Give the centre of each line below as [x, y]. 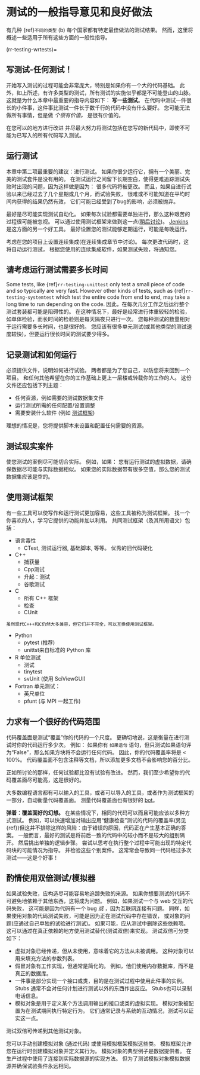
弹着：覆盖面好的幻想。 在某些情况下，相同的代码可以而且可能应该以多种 [96, 813]
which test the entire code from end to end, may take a [123, 297]
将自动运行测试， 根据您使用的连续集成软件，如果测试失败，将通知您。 [93, 249]
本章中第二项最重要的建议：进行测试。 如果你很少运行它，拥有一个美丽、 [96, 171]
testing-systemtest [30, 298]
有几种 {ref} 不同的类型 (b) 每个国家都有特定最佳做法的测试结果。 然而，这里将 [100, 30]
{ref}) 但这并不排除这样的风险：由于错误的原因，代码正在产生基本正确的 [94, 828]
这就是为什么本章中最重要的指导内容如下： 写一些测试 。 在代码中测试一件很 [99, 100]
